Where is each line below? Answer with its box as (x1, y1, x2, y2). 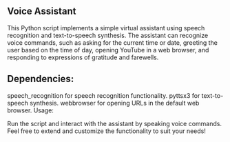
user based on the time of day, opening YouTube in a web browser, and (7, 45, 209, 54)
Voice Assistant (7, 6, 76, 17)
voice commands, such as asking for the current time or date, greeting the (7, 38, 218, 47)
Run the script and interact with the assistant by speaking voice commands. (7, 119, 222, 128)
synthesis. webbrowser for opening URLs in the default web (30, 99, 200, 107)
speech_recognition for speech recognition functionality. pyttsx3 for (7, 91, 200, 99)
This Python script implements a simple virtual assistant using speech (7, 23, 205, 32)
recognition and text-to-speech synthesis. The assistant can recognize (7, 31, 209, 39)
